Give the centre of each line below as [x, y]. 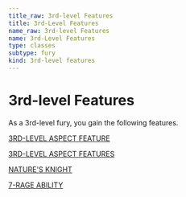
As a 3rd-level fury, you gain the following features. [93, 122]
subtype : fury [32, 53]
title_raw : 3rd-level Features [61, 16]
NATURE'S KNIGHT [40, 169]
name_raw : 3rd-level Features [59, 31]
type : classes [32, 46]
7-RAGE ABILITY [36, 185]
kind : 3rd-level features [52, 61]
